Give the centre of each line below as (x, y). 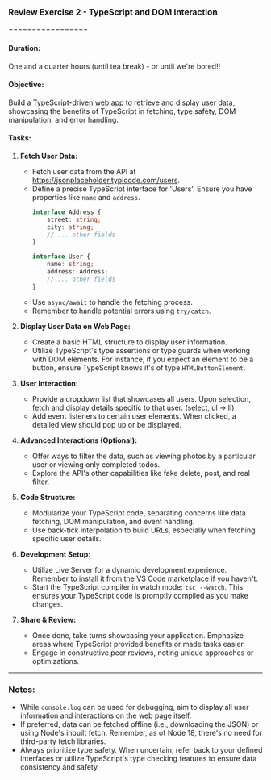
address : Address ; (78, 272)
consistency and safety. (60, 767)
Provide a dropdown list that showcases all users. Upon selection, (142, 398)
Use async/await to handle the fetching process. (113, 302)
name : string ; (71, 265)
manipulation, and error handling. (64, 119)
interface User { (61, 257)
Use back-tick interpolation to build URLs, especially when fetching (144, 530)
